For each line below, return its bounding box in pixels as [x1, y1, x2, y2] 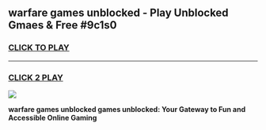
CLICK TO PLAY [8, 43, 70, 54]
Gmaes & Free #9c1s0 [8, 19, 117, 32]
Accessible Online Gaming [8, 113, 97, 122]
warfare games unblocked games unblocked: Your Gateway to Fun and [8, 104, 246, 113]
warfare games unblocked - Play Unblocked [8, 6, 229, 20]
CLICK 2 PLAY [8, 72, 63, 83]
